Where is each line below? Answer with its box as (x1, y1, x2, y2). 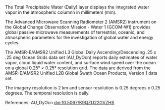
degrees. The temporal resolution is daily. (5, 90, 90, 96)
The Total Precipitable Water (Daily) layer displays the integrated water (5, 4, 150, 10)
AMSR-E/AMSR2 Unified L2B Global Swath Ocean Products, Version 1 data (5, 70, 158, 76)
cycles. (5, 40, 20, 46)
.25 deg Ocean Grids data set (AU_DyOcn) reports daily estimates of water (5, 55, 158, 60)
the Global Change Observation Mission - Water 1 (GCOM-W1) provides (5, 24, 151, 30)
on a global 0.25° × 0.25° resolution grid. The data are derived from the (5, 65, 151, 71)
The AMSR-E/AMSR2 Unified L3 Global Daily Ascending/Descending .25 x (5, 49, 157, 55)
